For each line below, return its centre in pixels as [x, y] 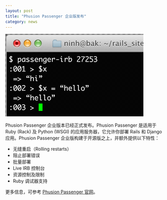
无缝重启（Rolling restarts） [42, 149]
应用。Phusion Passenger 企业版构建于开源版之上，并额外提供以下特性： [82, 138]
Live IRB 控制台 [29, 168]
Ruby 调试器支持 [30, 181]
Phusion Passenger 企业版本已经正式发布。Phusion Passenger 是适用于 [81, 125]
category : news [22, 22]
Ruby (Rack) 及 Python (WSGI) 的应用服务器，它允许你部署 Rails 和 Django [84, 132]
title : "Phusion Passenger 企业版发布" [46, 16]
